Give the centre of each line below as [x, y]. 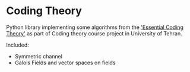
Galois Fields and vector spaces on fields [65, 63]
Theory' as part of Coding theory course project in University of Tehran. [94, 33]
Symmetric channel [38, 56]
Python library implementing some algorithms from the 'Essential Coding [95, 27]
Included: [18, 45]
